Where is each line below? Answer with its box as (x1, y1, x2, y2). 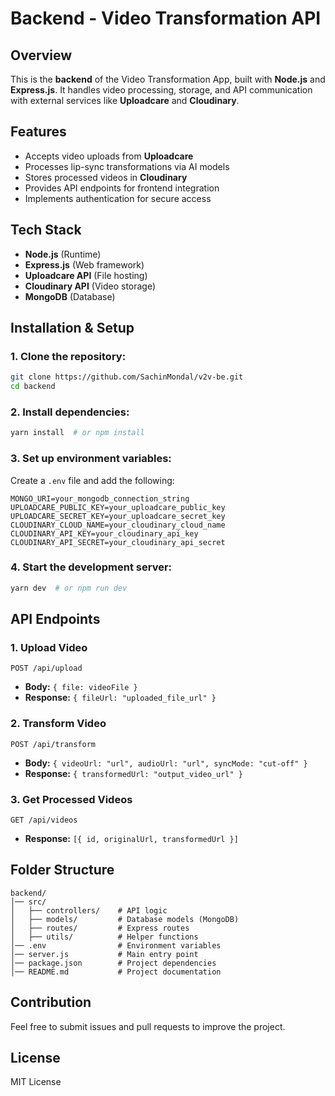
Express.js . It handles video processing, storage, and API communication (10, 84, 313, 96)
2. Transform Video (10, 717, 107, 731)
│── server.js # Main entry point (10, 949, 199, 959)
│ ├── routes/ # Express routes (10, 923, 190, 933)
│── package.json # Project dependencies (10, 958, 217, 968)
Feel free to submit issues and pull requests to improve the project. (10, 1020, 286, 1032)
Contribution (10, 994, 92, 1011)
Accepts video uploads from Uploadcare (24, 150, 194, 162)
